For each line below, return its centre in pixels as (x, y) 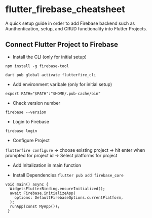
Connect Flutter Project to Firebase (62, 45)
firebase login (21, 131)
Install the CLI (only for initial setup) (50, 57)
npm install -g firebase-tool (37, 66)
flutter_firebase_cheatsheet (65, 9)
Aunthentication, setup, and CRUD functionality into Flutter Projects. (76, 28)
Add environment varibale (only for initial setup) (62, 84)
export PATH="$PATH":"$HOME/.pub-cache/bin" (53, 94)
